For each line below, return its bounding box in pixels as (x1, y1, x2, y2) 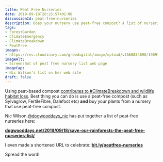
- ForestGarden (5, 30, 36, 34)
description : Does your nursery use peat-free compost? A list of (5, 20, 142, 26)
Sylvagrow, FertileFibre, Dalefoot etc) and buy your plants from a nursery (5, 98, 151, 104)
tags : (5, 25, 16, 30)
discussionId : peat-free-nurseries (5, 16, 77, 21)
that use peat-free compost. (5, 103, 62, 109)
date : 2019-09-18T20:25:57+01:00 (5, 12, 73, 16)
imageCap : (5, 66, 25, 71)
